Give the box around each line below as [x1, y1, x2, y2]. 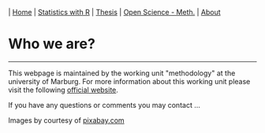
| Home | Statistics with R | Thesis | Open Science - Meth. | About [8, 8, 221, 17]
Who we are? [8, 35, 96, 53]
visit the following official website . [8, 85, 118, 94]
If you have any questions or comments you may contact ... [8, 100, 201, 109]
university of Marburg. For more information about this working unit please [8, 76, 251, 86]
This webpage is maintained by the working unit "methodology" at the [8, 68, 236, 78]
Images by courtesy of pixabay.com [8, 115, 125, 125]
